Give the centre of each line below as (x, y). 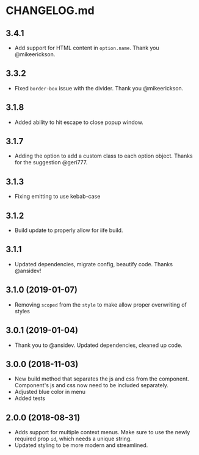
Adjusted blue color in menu (50, 392)
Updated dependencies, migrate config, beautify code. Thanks (94, 264)
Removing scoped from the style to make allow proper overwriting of (100, 304)
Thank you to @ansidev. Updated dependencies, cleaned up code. (98, 345)
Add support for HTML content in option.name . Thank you (87, 48)
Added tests (30, 398)
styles (22, 311)
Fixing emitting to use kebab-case (57, 197)
